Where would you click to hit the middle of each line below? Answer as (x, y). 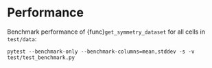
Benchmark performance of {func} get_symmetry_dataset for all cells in (106, 32)
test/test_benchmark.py (41, 57)
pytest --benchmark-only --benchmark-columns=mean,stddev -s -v (101, 52)
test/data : (22, 38)
